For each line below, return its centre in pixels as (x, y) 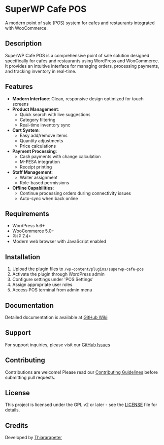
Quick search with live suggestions (55, 114)
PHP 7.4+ (22, 236)
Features (19, 87)
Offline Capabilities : (33, 188)
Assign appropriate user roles (42, 284)
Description (23, 44)
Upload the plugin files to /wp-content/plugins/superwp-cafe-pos (78, 269)
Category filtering (37, 120)
